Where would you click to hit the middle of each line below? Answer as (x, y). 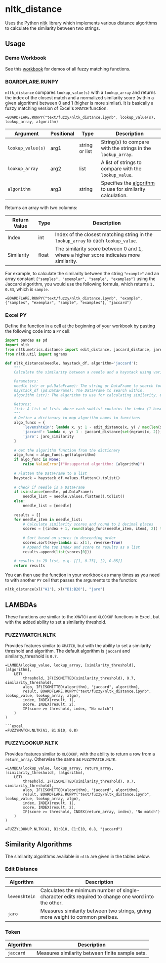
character (52, 896)
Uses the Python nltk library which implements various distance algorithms (81, 23)
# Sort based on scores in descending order (69, 538)
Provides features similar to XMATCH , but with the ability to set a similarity (78, 646)
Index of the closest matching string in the (104, 234)
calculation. (114, 195)
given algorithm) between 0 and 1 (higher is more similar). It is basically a (80, 103)
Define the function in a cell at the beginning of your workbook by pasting (80, 326)
